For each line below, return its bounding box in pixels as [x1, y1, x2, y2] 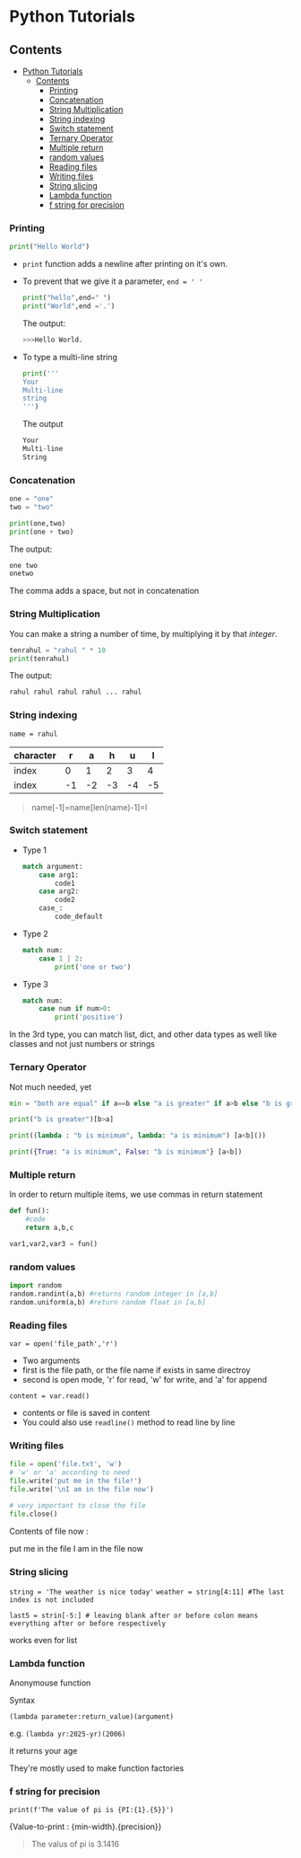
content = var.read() [9, 1392, 90, 1401]
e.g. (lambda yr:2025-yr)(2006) [9, 1728, 126, 1739]
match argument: [21, 862, 83, 871]
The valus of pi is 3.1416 [30, 1839, 119, 1850]
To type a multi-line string [21, 351, 118, 362]
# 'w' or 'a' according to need [9, 1468, 130, 1477]
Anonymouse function [9, 1677, 91, 1688]
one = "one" [9, 494, 54, 504]
